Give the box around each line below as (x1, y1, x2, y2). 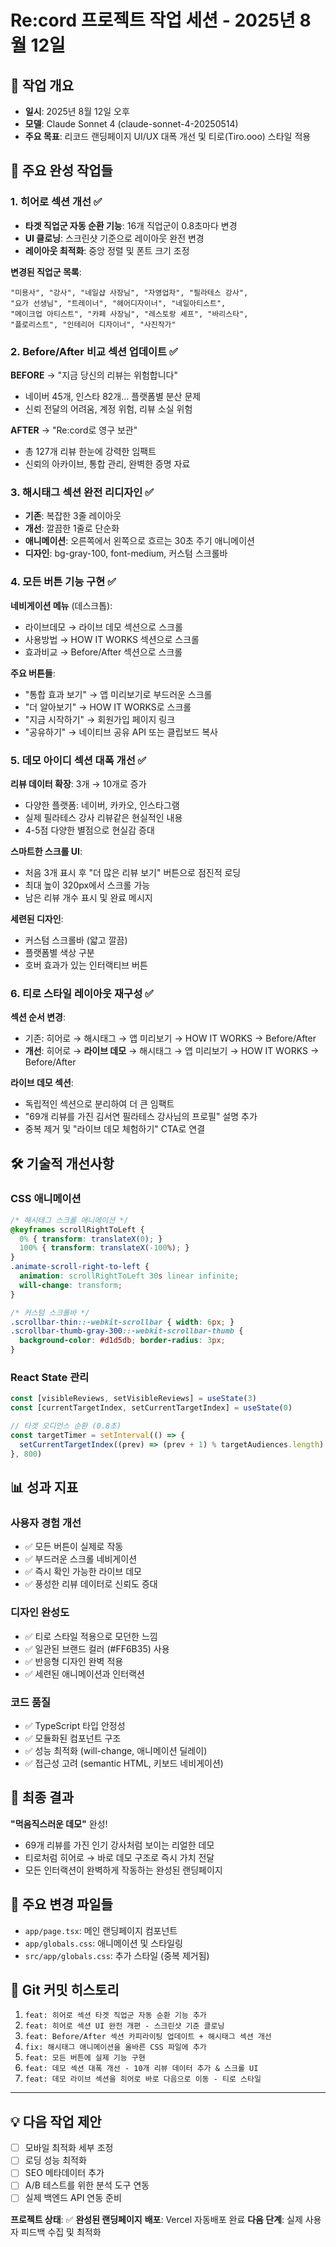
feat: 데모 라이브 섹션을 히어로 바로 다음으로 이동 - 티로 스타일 (24, 2074, 262, 2085)
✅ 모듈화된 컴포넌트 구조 (24, 1732, 122, 1744)
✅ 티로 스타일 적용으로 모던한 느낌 (24, 1630, 158, 1642)
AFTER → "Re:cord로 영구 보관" (10, 424, 138, 436)
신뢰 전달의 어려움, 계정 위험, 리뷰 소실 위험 (24, 402, 193, 415)
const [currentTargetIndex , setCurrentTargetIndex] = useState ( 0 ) (10, 1403, 293, 1413)
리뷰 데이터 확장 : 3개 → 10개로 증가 (10, 777, 147, 790)
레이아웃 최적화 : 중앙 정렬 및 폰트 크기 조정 (24, 244, 190, 256)
